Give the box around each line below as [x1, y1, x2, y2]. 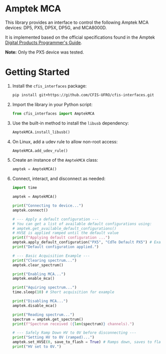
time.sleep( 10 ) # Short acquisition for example [12, 290, 115, 295]
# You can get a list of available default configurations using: [12, 221, 152, 226]
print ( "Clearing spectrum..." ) [12, 258, 77, 263]
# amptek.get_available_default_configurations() [12, 226, 117, 231]
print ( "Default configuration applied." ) [12, 244, 99, 249]
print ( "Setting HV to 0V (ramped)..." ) [12, 335, 95, 340]
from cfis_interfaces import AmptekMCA [12, 111, 95, 116]
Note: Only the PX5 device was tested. [5, 49, 84, 55]
